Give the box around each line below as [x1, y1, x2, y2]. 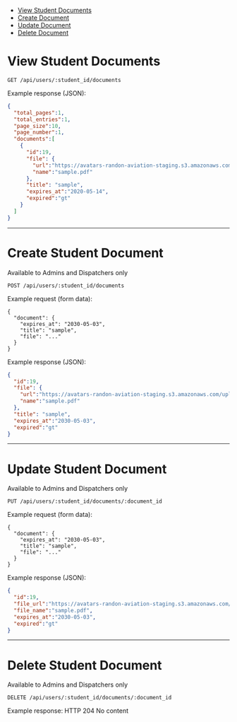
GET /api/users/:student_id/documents [7, 76, 121, 83]
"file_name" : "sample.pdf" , [13, 607, 93, 614]
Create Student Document [7, 245, 164, 261]
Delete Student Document [7, 657, 162, 673]
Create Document [17, 13, 69, 22]
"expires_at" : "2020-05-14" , [25, 188, 109, 195]
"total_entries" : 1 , [13, 116, 71, 123]
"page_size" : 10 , [13, 122, 61, 129]
